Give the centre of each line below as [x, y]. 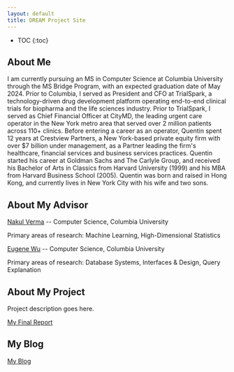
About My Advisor [48, 205]
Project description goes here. [51, 308]
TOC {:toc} [33, 40]
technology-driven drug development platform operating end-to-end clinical [117, 101]
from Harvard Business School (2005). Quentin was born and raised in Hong [117, 176]
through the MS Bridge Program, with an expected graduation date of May [114, 86]
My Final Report [30, 322]
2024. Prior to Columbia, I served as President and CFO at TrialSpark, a [110, 94]
